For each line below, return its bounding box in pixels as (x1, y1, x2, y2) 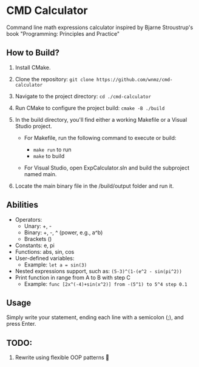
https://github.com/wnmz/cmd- (96, 76, 173, 82)
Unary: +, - (24, 222, 52, 230)
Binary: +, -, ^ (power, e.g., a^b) (24, 228, 103, 236)
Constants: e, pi (15, 242, 55, 249)
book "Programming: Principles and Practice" (6, 30, 120, 37)
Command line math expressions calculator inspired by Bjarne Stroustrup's (6, 24, 194, 31)
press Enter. (6, 320, 36, 328)
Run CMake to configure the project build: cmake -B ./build (15, 104, 165, 111)
